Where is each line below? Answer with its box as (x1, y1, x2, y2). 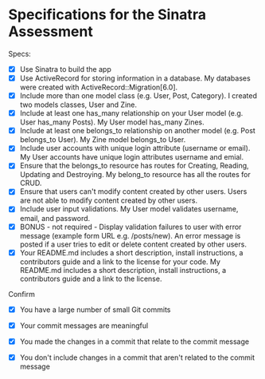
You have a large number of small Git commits (19, 305, 171, 314)
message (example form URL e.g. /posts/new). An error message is (19, 231, 241, 240)
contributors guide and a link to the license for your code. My (19, 257, 221, 266)
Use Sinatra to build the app (19, 64, 111, 73)
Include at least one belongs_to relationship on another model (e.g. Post (19, 126, 256, 136)
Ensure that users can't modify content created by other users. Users (19, 187, 247, 196)
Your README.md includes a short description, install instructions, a (19, 247, 244, 257)
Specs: (8, 49, 32, 58)
